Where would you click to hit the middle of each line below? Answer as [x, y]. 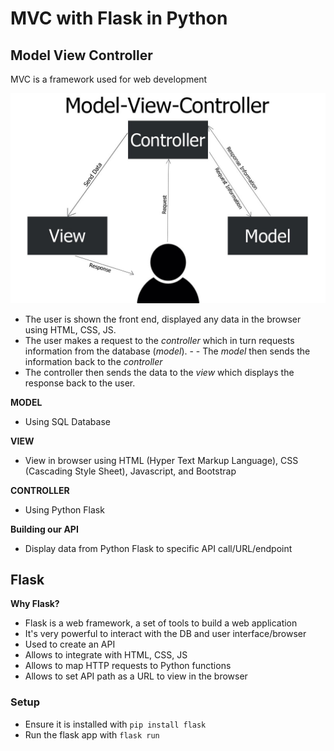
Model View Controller [81, 55]
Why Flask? [35, 604]
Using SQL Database [67, 421]
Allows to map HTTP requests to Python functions [128, 666]
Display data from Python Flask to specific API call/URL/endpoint [158, 548]
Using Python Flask [64, 509]
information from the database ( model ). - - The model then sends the [167, 351]
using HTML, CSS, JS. [70, 329]
